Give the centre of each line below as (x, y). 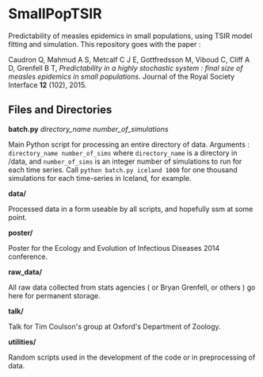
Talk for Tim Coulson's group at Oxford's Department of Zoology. (114, 326)
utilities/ (22, 341)
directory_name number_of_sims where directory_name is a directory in (123, 152)
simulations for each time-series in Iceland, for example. (100, 178)
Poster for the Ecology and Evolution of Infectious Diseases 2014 (114, 248)
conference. (28, 256)
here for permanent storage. (54, 295)
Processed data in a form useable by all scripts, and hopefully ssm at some (131, 209)
